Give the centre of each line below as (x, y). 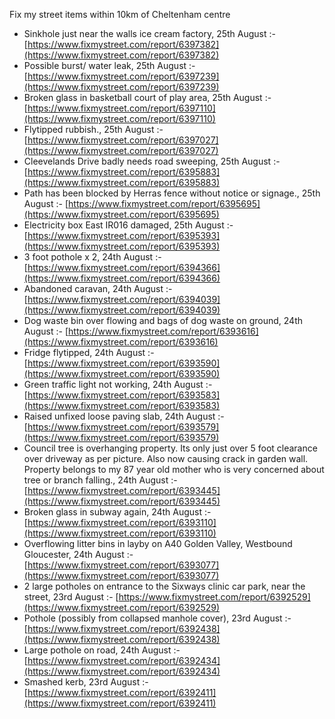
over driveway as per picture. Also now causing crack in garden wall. (166, 458)
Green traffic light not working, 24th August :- (118, 384)
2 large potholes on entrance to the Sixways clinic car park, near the (164, 586)
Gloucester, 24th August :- (78, 554)
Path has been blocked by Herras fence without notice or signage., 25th (172, 193)
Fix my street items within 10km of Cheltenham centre (120, 14)
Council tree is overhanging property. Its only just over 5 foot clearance (170, 448)
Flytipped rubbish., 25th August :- (93, 129)
